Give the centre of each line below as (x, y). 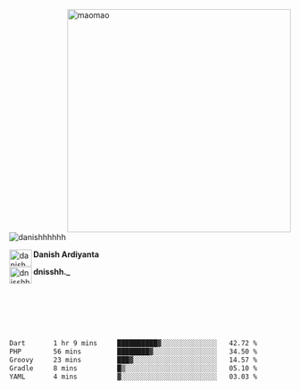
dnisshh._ (52, 272)
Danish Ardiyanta (67, 254)
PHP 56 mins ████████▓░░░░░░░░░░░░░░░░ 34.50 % (133, 352)
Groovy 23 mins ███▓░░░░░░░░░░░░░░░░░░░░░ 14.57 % (133, 360)
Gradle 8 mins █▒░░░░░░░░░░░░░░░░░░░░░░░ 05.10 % (133, 368)
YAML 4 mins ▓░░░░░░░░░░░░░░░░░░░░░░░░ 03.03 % (133, 377)
